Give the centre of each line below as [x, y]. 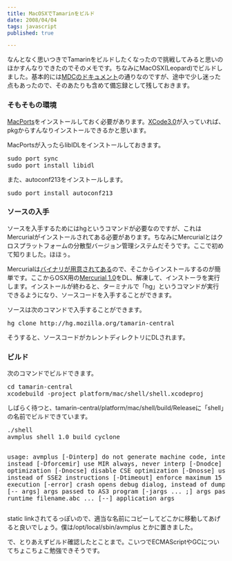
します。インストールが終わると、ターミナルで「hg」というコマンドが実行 [113, 286]
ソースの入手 [28, 212]
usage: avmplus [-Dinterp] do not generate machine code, [107, 457]
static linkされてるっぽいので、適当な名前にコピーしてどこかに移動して [108, 519]
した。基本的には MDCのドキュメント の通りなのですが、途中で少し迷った [117, 77]
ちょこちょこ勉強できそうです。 [58, 551]
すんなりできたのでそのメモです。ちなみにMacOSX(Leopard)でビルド [118, 68]
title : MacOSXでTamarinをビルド [51, 13]
